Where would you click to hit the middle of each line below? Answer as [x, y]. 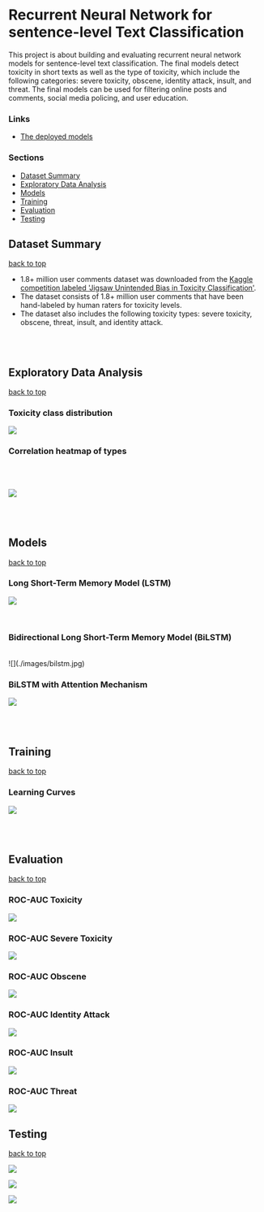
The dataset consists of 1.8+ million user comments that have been [132, 297]
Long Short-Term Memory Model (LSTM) [90, 583]
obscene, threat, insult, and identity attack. [92, 322]
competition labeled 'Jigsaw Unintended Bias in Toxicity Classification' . [138, 288]
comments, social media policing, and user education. [98, 97]
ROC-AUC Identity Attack [59, 1015]
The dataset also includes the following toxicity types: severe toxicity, [136, 314]
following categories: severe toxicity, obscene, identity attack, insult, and [130, 80]
